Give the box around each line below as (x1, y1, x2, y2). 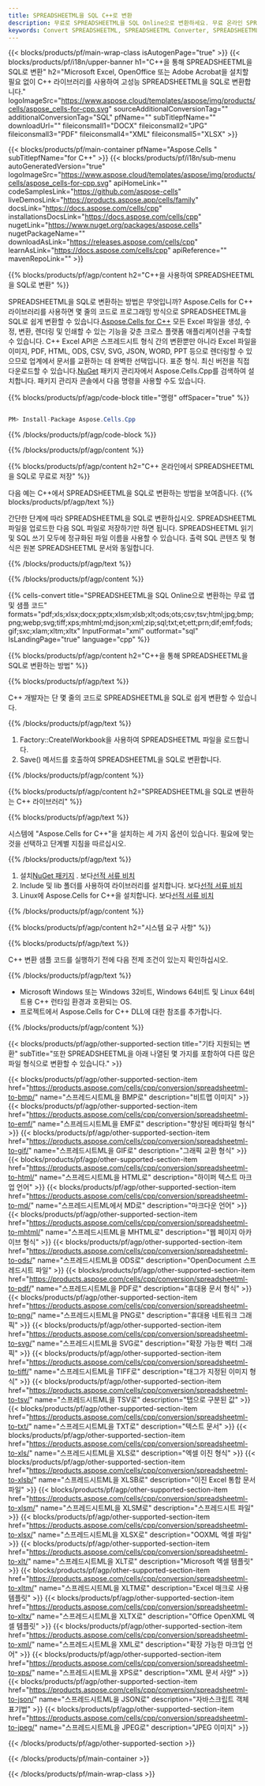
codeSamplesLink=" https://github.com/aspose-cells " (8, 187, 181, 196)
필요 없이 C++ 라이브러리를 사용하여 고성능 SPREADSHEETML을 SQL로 (8, 77, 230, 87)
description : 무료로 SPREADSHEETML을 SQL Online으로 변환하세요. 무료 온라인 (8, 19, 243, 27)
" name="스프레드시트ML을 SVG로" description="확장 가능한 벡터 (31, 1338, 238, 1349)
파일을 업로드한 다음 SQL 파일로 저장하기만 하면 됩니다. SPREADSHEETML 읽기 (8, 524, 254, 533)
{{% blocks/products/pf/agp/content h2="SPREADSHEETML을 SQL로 (8, 787, 233, 797)
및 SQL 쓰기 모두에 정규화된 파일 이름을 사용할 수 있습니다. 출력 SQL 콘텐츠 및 (8, 533, 247, 543)
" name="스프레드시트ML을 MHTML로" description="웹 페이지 (40, 1228, 237, 1237)
